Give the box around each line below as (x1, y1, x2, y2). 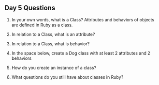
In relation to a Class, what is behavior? (11, 41, 90, 47)
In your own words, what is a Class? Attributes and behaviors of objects (11, 17, 155, 22)
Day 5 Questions (4, 4, 56, 12)
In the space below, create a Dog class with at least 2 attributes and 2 (11, 50, 150, 56)
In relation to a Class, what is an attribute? (11, 31, 95, 37)
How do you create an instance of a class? (11, 65, 97, 70)
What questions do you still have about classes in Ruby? (11, 74, 124, 80)
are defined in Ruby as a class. (11, 22, 73, 28)
